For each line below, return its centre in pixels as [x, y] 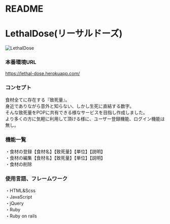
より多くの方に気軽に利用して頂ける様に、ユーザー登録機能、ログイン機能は [85, 119]
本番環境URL [21, 62]
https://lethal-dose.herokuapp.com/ [43, 74]
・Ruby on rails [21, 216]
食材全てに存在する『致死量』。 [38, 100]
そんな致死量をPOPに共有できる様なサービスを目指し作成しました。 [77, 112]
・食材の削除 [19, 164]
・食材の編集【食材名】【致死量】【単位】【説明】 [55, 158]
